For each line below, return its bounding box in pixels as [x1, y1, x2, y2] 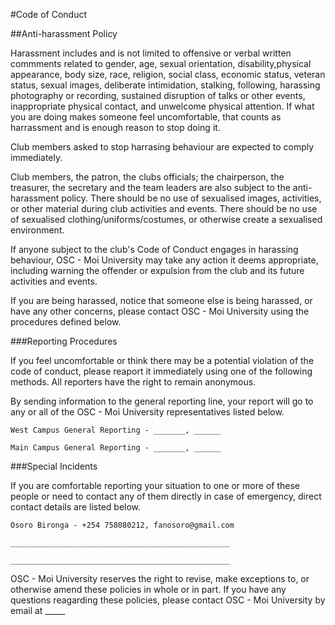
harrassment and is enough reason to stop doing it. [10, 122, 221, 133]
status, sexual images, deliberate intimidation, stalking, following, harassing [10, 79, 321, 91]
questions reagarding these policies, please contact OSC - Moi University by [10, 594, 326, 606]
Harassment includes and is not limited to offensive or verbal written [10, 47, 292, 59]
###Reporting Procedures [10, 335, 118, 347]
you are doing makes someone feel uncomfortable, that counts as [10, 111, 282, 123]
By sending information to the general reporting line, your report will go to [10, 395, 314, 407]
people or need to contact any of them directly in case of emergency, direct [10, 490, 322, 502]
